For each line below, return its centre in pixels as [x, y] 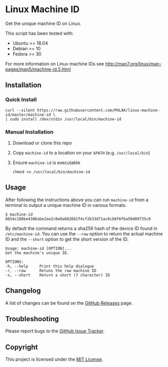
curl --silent [20, 110]
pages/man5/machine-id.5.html [38, 69]
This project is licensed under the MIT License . [54, 359]
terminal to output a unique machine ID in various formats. [66, 205]
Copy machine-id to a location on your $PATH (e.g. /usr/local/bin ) [81, 152]
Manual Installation [29, 132]
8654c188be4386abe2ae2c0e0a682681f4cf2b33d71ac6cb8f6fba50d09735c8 [78, 219]
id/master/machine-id [28, 115]
